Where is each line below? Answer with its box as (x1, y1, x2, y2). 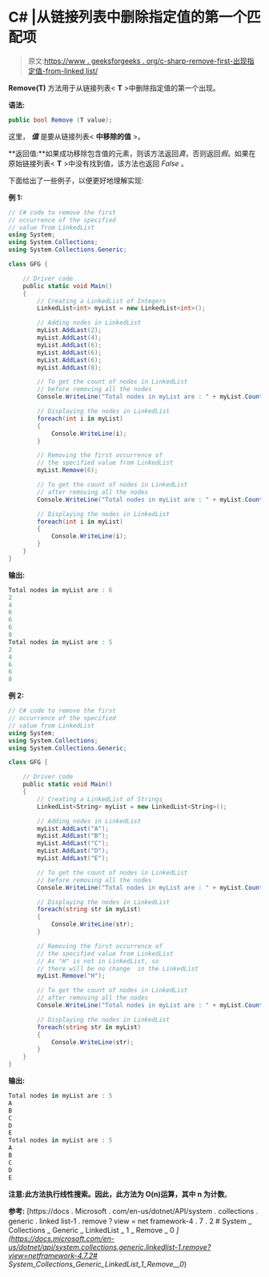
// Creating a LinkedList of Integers (37, 297, 167, 305)
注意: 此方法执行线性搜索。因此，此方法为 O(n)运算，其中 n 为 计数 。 (8, 1189, 232, 1199)
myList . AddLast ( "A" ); (37, 824, 110, 833)
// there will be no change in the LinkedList (37, 964, 199, 973)
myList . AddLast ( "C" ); (37, 839, 110, 847)
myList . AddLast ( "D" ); (37, 847, 110, 855)
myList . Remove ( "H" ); (37, 972, 106, 980)
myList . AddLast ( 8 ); (37, 363, 102, 371)
